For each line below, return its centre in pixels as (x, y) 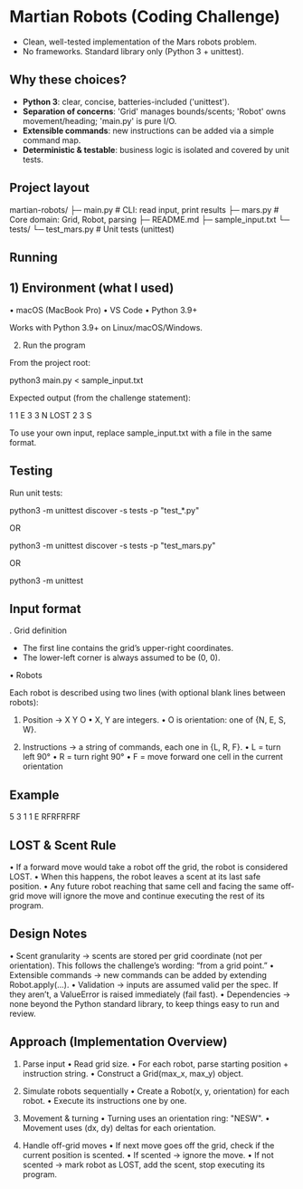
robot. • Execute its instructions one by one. (104, 1100)
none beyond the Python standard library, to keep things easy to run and (145, 1003)
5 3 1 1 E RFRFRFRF (45, 817)
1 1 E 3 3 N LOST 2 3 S (51, 415)
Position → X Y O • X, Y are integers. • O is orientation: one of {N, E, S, (154, 720)
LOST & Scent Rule (63, 845)
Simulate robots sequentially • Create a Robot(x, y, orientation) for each (156, 1091)
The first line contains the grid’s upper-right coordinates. (128, 648)
